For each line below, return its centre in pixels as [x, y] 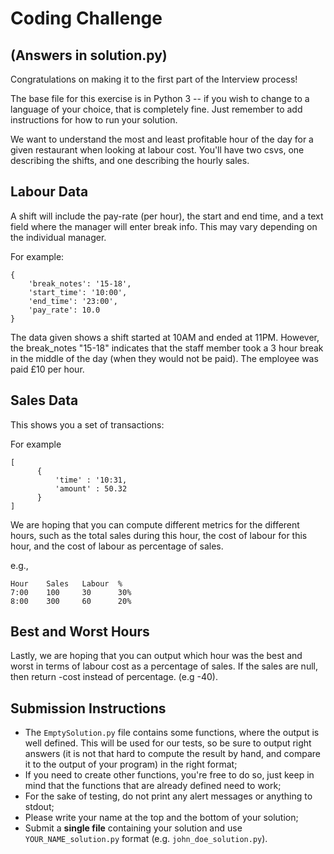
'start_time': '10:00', [78, 292]
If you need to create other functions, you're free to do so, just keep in [169, 775]
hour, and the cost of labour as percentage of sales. [117, 546]
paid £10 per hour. [47, 369]
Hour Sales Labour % [66, 583]
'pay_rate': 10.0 [64, 310]
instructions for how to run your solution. [94, 120]
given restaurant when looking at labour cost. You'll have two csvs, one [157, 150]
